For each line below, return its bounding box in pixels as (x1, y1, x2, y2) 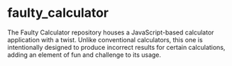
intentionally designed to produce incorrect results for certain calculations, (7, 43, 226, 51)
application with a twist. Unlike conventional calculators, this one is (7, 35, 204, 44)
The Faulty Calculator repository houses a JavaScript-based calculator (7, 28, 214, 37)
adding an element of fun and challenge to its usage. (7, 51, 162, 59)
